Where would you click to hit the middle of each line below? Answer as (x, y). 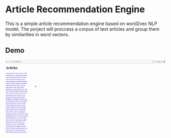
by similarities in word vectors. (37, 34)
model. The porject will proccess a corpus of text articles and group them (82, 29)
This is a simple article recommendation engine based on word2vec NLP (81, 24)
